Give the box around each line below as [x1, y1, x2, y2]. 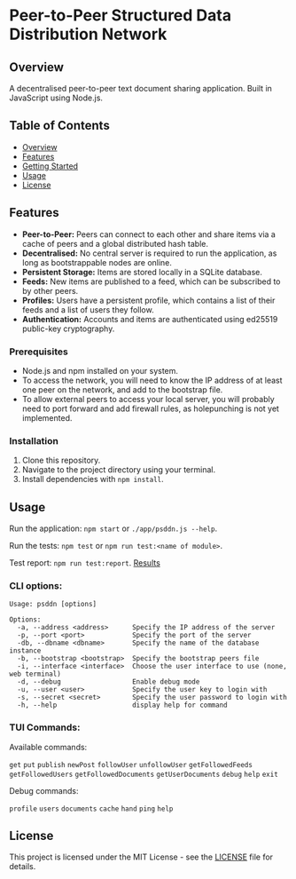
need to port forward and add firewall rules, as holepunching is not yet [21, 403, 279, 414]
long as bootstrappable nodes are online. [21, 257, 173, 267]
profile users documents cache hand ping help [9, 804, 174, 813]
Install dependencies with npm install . [21, 474, 164, 485]
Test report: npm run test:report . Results [9, 558, 161, 568]
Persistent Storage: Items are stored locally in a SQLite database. [21, 266, 263, 277]
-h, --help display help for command [17, 701, 228, 710]
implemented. [21, 412, 73, 423]
